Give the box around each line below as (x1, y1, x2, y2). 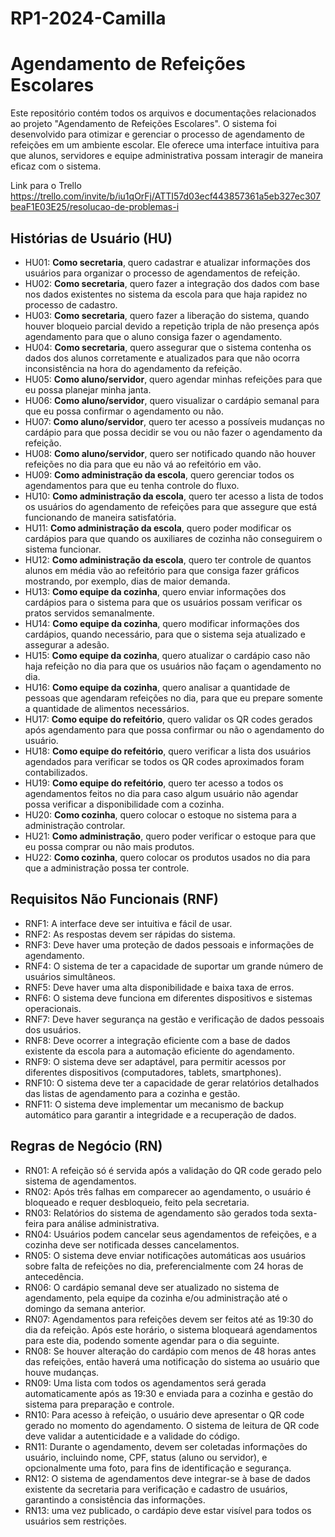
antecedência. (24, 1270, 84, 1282)
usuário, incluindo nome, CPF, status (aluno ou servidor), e (24, 1451, 268, 1463)
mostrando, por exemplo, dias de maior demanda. (24, 575, 231, 587)
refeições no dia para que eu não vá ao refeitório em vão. (24, 458, 262, 470)
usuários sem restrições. (24, 1515, 127, 1527)
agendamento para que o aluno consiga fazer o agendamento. (24, 330, 283, 342)
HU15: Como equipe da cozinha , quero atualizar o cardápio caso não (24, 649, 311, 661)
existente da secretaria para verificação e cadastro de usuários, (24, 1483, 288, 1495)
